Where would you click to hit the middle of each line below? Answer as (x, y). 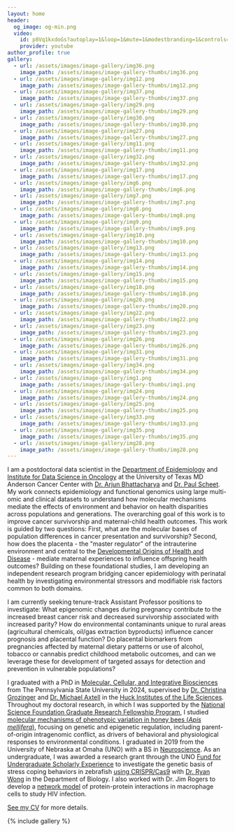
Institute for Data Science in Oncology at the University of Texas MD (106, 477)
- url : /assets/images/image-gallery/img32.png (84, 157)
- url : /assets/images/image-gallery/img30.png (84, 118)
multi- (218, 492)
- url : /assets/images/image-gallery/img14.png (84, 261)
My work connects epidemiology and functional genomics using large (108, 492)
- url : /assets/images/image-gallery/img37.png (84, 92)
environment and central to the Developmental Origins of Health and (106, 551)
